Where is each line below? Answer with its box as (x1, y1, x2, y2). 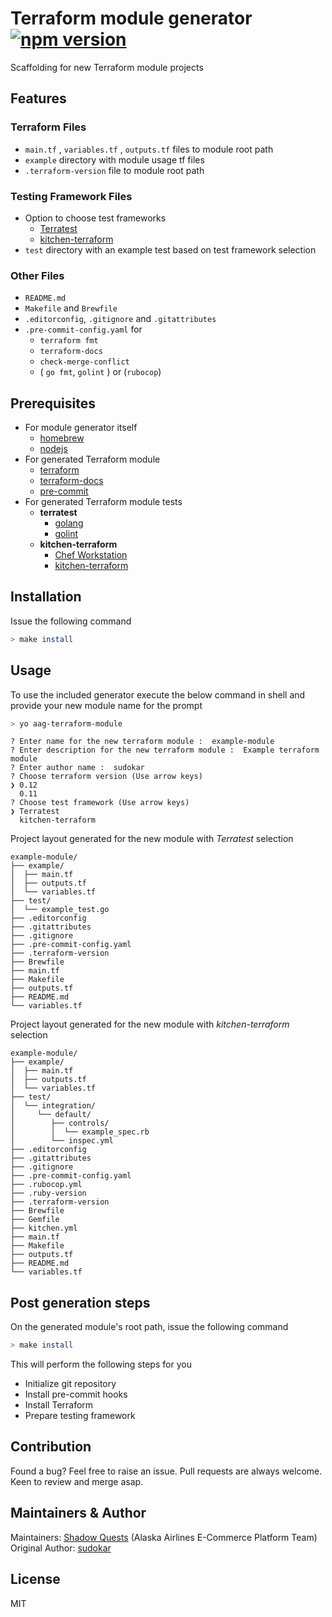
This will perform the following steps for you (10, 1358, 192, 1371)
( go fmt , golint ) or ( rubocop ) (39, 366, 162, 378)
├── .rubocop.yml (10, 1180, 83, 1190)
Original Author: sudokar (10, 1542, 112, 1554)
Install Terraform (24, 1399, 94, 1411)
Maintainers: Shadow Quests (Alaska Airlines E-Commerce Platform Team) (10, 1531, 318, 1543)
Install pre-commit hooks (24, 1388, 128, 1401)
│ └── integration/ (10, 1101, 97, 1111)
